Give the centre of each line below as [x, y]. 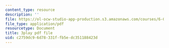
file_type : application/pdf [35, 24]
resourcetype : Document [30, 28]
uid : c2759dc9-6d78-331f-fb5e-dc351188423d [52, 38]
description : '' [22, 14]
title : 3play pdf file [29, 33]
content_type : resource [30, 10]
